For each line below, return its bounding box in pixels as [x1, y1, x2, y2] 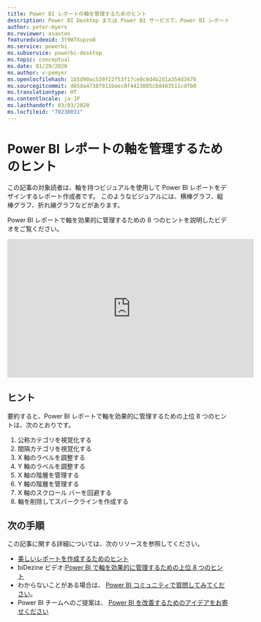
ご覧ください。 [19, 224, 63, 233]
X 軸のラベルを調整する [17, 453, 86, 462]
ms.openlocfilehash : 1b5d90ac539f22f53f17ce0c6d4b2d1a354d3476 [7, 75, 197, 83]
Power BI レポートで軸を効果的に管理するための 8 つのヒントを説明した [7, 215, 215, 224]
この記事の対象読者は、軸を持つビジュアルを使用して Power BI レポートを [7, 183, 221, 191]
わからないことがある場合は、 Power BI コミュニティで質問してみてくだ [17, 581, 225, 590]
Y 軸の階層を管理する [17, 479, 79, 488]
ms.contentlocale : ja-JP [7, 96, 80, 103]
